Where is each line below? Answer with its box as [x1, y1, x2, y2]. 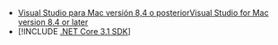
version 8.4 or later [17, 17, 89, 27]
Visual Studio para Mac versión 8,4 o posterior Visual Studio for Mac [17, 8, 269, 18]
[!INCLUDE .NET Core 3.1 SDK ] [17, 26, 132, 36]
